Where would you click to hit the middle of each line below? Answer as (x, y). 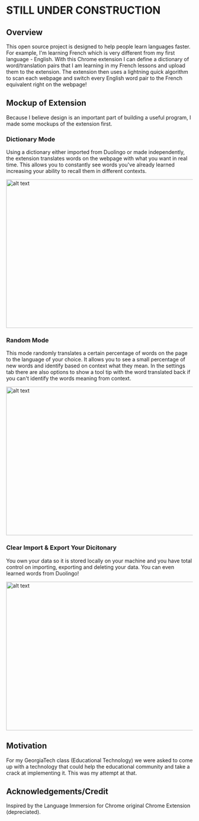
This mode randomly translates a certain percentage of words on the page (97, 353)
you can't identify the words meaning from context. (69, 379)
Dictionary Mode (31, 139)
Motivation (27, 746)
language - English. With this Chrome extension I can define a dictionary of (98, 59)
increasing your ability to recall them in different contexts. (76, 171)
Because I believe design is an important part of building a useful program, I (99, 117)
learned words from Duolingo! (43, 573)
